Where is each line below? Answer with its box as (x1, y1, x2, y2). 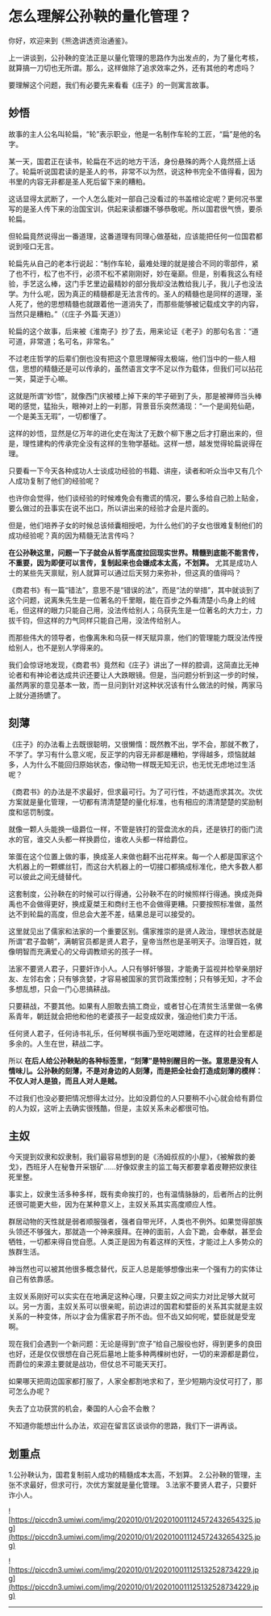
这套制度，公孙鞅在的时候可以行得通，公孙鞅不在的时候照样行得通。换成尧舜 (8, 889, 263, 899)
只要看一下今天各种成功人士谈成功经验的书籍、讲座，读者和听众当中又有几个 (8, 466, 263, 476)
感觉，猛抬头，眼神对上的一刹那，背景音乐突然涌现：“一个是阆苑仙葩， (22, 401, 260, 411)
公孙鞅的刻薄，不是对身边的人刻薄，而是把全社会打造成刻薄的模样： (35, 1065, 263, 1076)
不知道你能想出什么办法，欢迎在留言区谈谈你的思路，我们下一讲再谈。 (8, 1421, 242, 1431)
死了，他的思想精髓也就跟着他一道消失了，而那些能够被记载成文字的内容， (15, 298, 263, 308)
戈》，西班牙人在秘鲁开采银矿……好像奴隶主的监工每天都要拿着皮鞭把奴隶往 (8, 1162, 258, 1172)
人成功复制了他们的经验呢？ (8, 476, 101, 485)
